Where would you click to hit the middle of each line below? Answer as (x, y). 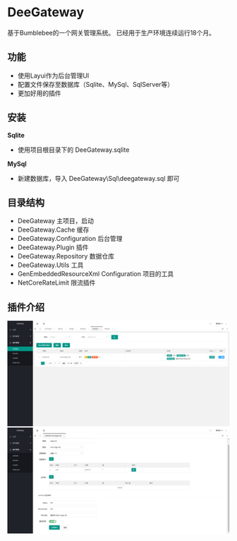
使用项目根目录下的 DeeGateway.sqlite (73, 150)
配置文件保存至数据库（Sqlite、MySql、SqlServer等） (96, 84)
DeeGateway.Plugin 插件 (53, 247)
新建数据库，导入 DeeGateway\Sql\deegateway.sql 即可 (98, 178)
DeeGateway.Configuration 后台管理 (70, 239)
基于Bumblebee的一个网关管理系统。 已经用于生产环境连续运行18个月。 (111, 32)
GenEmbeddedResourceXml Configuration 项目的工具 (96, 274)
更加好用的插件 (39, 93)
